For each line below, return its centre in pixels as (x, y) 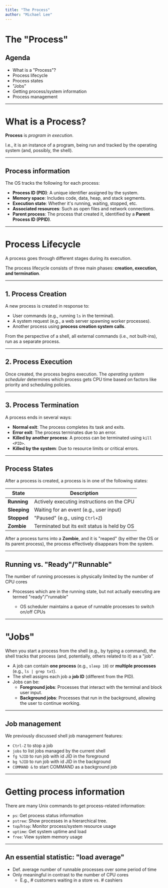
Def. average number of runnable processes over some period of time (84, 869)
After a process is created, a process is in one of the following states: (76, 481)
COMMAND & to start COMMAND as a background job (65, 767)
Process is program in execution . (39, 136)
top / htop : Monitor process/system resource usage (64, 826)
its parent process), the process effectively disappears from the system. (79, 544)
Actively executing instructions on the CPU (84, 501)
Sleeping (18, 510)
